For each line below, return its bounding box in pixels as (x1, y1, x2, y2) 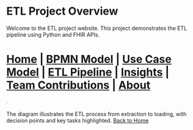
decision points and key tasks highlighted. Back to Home (6, 117, 149, 124)
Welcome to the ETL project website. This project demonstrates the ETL (6, 24, 188, 32)
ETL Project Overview (6, 4, 118, 18)
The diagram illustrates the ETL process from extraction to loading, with (6, 110, 187, 117)
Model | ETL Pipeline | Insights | (6, 65, 170, 79)
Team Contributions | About (6, 78, 151, 92)
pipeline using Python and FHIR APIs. (6, 31, 100, 38)
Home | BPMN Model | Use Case (6, 52, 172, 67)
